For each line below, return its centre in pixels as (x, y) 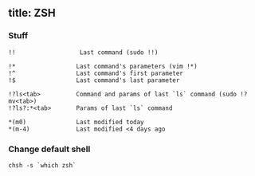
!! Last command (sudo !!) (83, 52)
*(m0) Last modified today (76, 122)
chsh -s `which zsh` (43, 165)
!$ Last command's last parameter (94, 80)
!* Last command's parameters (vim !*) (103, 66)
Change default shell (49, 149)
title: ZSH (32, 13)
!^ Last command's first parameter (96, 73)
